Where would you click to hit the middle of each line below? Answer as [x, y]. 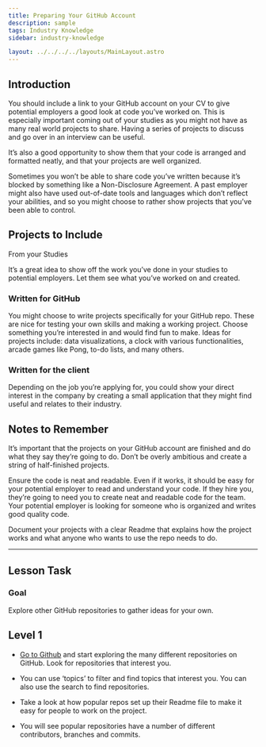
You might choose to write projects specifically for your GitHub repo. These [131, 316]
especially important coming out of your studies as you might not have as [128, 120]
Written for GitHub [44, 298]
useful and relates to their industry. [65, 404]
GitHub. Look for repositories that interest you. [95, 663]
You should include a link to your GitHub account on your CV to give [119, 103]
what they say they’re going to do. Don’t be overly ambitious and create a [127, 456]
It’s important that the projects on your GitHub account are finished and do [129, 449]
